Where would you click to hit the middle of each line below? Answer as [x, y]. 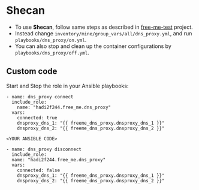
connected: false [39, 170]
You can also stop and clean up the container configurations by [93, 46]
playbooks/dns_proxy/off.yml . [52, 52]
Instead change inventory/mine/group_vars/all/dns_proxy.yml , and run [103, 33]
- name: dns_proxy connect [40, 96]
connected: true [37, 117]
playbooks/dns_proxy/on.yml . [51, 40]
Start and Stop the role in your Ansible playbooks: [67, 86]
